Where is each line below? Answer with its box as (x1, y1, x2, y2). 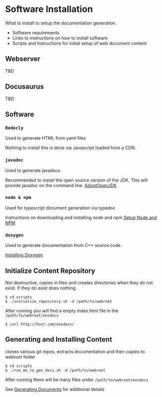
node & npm (5, 195, 31, 200)
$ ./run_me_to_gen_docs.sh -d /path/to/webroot (5, 368, 106, 373)
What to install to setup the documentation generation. (5, 20, 117, 26)
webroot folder (5, 354, 36, 360)
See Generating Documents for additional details (5, 386, 105, 392)
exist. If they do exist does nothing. (5, 285, 77, 291)
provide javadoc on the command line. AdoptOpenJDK (5, 182, 117, 188)
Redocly (5, 125, 24, 131)
